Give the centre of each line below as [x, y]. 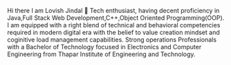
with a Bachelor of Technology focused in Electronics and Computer [104, 47]
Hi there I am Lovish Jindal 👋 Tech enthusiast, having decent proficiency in [113, 11]
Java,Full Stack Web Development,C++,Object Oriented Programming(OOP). [116, 18]
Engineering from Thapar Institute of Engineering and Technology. [101, 54]
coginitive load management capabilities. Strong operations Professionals [112, 40]
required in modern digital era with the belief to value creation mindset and [113, 32]
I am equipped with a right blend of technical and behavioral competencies [114, 25]
